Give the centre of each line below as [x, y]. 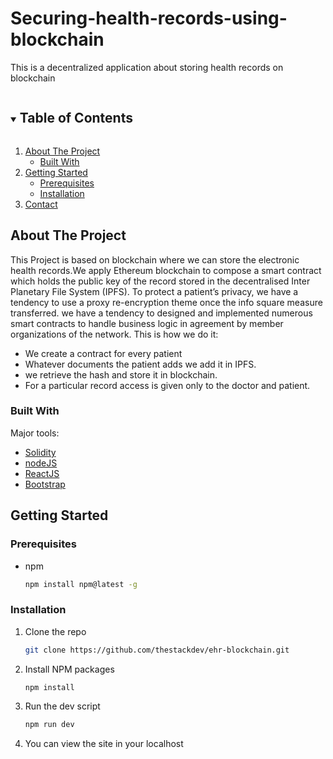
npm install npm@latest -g [81, 584]
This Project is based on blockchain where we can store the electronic [155, 259]
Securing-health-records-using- [149, 18]
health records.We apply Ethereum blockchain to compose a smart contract [166, 270]
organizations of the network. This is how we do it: [114, 334]
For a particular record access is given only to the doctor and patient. [167, 385]
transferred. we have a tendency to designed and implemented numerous [161, 313]
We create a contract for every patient [103, 353]
